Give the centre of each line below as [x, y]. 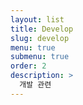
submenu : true [40, 57]
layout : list [37, 19]
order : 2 [28, 66]
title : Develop [42, 29]
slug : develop [40, 38]
